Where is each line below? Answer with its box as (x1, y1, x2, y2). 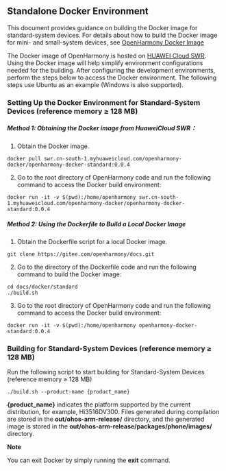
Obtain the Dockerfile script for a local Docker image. (16, 237, 168, 245)
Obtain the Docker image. (16, 142, 90, 150)
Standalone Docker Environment (7, 5, 149, 17)
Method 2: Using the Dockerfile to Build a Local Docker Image (7, 220, 186, 228)
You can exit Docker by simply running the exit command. (7, 456, 171, 464)
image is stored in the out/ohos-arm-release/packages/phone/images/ (7, 422, 212, 431)
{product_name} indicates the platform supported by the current (7, 400, 191, 409)
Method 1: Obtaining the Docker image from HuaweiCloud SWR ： (7, 124, 197, 132)
